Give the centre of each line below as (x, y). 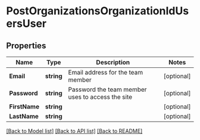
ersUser (26, 24)
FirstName (24, 107)
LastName (24, 116)
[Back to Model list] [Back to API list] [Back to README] (74, 131)
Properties (26, 46)
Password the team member (107, 89)
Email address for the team (106, 72)
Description (113, 62)
